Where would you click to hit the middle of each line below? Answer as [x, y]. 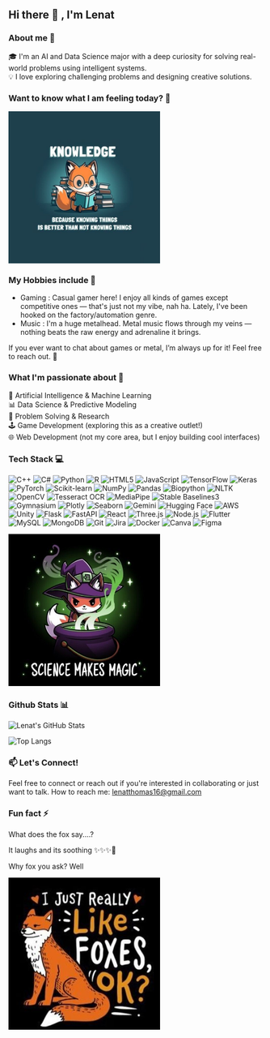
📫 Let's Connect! [44, 763]
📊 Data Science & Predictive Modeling [73, 404]
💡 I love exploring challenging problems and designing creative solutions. [130, 76]
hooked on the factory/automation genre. [89, 315]
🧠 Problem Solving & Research [59, 416]
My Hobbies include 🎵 [52, 280]
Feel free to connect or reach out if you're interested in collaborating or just [134, 783]
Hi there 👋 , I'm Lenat [61, 15]
